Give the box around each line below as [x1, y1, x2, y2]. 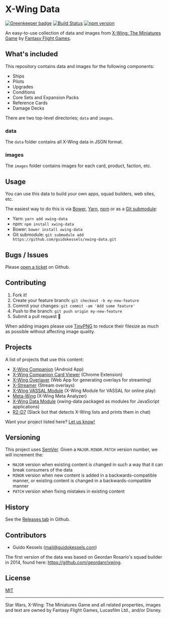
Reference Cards [12, 100, 48, 106]
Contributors [5, 531, 47, 539]
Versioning [5, 433, 40, 441]
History [5, 503, 29, 511]
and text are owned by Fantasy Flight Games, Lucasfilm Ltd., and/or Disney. [5, 607, 162, 613]
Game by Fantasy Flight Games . [5, 35, 71, 41]
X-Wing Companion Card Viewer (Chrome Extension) [12, 371, 123, 377]
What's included [5, 50, 58, 58]
